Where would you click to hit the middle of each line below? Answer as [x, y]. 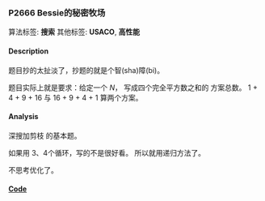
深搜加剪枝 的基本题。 [45, 135]
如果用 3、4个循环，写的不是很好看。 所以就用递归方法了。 [107, 152]
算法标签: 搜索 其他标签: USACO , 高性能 [74, 32]
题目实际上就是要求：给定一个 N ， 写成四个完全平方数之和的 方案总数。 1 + [133, 88]
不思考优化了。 [33, 170]
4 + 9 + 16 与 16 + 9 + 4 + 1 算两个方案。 [76, 97]
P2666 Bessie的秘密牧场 [57, 12]
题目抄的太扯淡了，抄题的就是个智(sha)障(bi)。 [86, 70]
